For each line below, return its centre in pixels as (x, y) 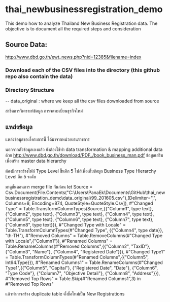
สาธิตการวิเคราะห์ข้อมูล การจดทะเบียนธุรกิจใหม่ (44, 110)
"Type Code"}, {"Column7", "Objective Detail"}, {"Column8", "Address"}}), (83, 273)
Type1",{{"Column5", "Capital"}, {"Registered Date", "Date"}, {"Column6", (82, 268)
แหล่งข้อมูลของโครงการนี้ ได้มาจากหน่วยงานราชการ (47, 139)
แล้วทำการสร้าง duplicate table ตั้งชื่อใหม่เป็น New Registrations (65, 294)
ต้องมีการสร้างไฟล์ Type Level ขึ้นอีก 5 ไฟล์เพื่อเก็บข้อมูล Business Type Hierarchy (81, 171)
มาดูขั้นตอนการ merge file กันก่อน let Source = (49, 186)
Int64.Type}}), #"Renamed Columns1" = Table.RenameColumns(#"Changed (84, 262)
